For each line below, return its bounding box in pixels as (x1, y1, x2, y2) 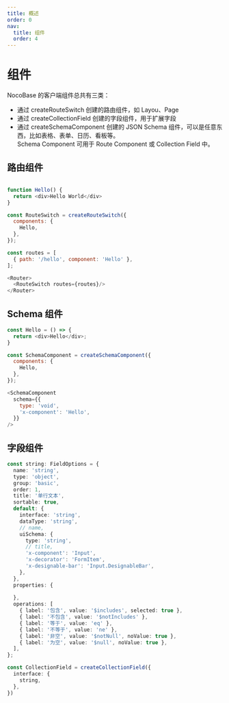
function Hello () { (7, 186, 63, 193)
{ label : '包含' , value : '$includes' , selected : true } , (19, 607, 183, 614)
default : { (13, 505, 44, 513)
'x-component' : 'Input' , (25, 550, 96, 557)
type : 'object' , (13, 473, 59, 480)
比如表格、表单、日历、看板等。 (29, 132, 120, 140)
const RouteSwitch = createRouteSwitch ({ (7, 212, 127, 219)
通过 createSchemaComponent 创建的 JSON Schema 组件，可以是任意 (16, 123, 217, 131)
